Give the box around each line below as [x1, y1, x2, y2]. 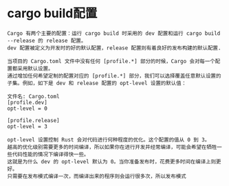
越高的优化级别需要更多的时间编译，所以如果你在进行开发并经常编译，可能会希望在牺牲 [7, 143, 217, 150]
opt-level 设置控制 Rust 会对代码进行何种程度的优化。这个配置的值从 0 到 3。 [7, 136, 210, 143]
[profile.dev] [7, 99, 48, 106]
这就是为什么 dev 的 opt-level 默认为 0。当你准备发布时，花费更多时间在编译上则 [7, 158, 217, 165]
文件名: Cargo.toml [7, 93, 60, 100]
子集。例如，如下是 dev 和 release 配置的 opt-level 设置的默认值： [7, 80, 187, 86]
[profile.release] [7, 117, 60, 124]
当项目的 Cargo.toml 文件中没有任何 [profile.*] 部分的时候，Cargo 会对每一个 [7, 58, 215, 65]
